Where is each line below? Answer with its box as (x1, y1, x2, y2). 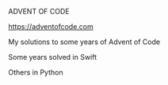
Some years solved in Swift (8, 53, 97, 61)
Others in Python (8, 68, 63, 77)
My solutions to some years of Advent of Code (8, 37, 161, 46)
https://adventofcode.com (8, 22, 94, 31)
